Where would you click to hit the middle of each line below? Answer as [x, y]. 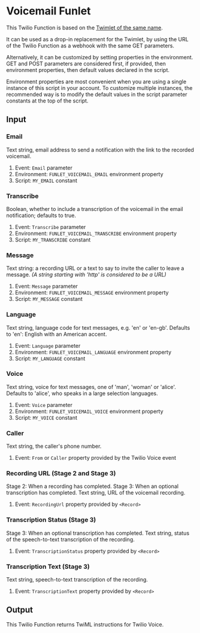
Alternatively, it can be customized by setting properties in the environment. [100, 57]
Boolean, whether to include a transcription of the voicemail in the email [95, 209]
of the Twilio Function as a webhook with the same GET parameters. [90, 46]
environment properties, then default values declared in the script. [88, 70]
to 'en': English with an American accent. [57, 334]
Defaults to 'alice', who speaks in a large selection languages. [82, 393]
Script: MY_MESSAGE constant [49, 299]
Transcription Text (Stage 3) [48, 566]
